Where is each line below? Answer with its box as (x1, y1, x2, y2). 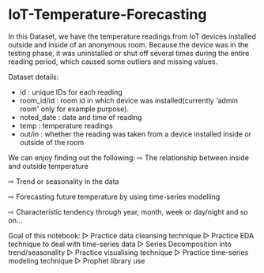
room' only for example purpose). (19, 104, 129, 114)
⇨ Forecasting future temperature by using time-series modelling (8, 192, 221, 201)
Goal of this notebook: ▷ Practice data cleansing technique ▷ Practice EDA (8, 230, 255, 240)
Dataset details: (8, 72, 59, 81)
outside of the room (19, 137, 85, 147)
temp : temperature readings (19, 121, 113, 130)
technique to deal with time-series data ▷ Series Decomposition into (8, 239, 232, 249)
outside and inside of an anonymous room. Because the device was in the (8, 39, 249, 49)
